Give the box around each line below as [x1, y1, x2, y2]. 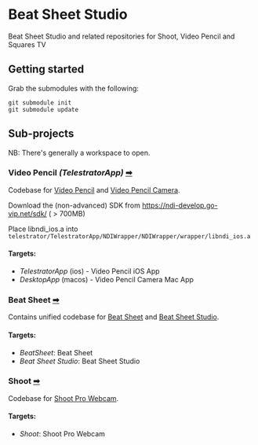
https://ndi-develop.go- [142, 200, 218, 210]
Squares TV [8, 39, 46, 49]
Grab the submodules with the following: [8, 83, 140, 93]
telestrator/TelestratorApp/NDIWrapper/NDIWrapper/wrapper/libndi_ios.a [8, 232, 251, 241]
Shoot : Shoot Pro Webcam [19, 429, 106, 439]
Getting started [8, 63, 85, 76]
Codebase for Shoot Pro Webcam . [8, 393, 119, 403]
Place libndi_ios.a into [8, 224, 78, 234]
